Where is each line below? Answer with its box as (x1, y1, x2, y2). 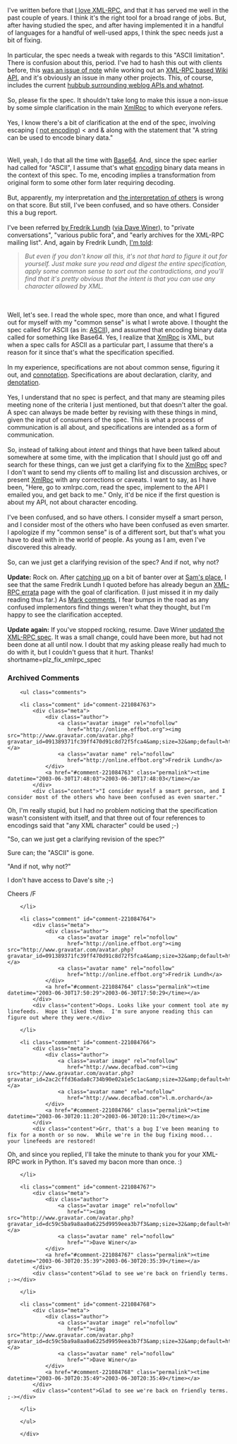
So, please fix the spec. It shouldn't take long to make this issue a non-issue (7, 96, 229, 104)
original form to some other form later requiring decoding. (7, 178, 175, 186)
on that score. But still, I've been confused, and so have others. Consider (7, 201, 219, 209)
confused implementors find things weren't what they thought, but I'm (7, 603, 211, 611)
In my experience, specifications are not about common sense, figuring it (7, 363, 220, 371)
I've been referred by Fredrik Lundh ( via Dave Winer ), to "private (7, 224, 195, 231)
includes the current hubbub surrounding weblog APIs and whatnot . (7, 81, 205, 89)
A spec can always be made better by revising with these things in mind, (7, 408, 218, 416)
